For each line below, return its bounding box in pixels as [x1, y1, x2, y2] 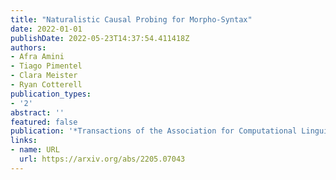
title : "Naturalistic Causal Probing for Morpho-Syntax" [10, 14, 253, 25]
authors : [10, 42, 47, 53]
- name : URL [10, 145, 60, 155]
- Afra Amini [10, 52, 65, 62]
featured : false [10, 117, 78, 127]
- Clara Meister [10, 71, 78, 81]
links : [10, 136, 38, 146]
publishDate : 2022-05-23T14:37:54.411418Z [10, 33, 190, 43]
